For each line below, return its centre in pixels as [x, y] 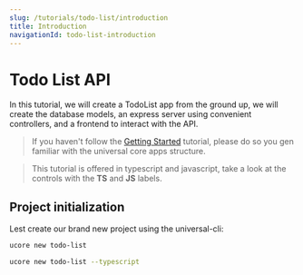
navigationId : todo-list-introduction [83, 34]
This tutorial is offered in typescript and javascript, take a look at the [159, 169]
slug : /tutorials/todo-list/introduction [89, 18]
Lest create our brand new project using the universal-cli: [117, 229]
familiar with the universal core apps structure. [118, 152]
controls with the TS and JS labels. [97, 179]
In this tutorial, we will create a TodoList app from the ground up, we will [144, 104]
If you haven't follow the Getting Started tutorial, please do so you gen [163, 142]
